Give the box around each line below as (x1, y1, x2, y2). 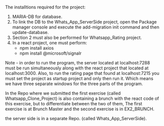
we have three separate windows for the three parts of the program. (5, 81, 143, 87)
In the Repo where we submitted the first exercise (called (5, 91, 121, 96)
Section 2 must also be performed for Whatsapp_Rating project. (12, 34, 142, 40)
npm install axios (19, 45, 54, 51)
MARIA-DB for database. (12, 14, 63, 19)
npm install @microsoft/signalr (19, 50, 82, 56)
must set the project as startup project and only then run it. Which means (5, 76, 154, 81)
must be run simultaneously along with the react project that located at (5, 65, 149, 71)
